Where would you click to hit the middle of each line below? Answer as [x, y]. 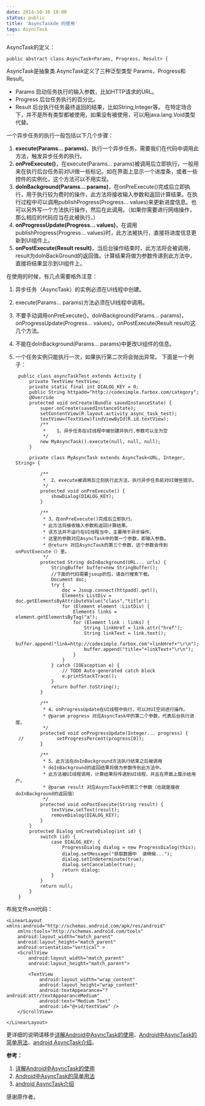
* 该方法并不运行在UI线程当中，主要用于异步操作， [98, 532]
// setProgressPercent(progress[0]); [81, 739]
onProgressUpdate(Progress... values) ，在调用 [76, 225]
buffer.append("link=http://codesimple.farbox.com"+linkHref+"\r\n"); [107, 644]
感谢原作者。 [22, 1097]
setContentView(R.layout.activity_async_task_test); [109, 414]
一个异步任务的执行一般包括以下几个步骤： [60, 135]
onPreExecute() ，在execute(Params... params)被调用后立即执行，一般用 [107, 164]
